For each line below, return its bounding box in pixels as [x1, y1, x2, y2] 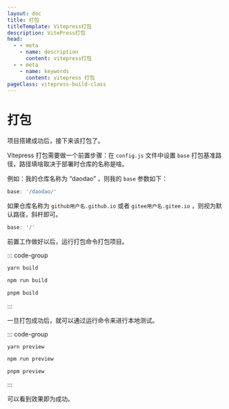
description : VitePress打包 [7, 29, 86, 37]
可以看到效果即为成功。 [7, 395, 74, 403]
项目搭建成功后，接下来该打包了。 [7, 137, 104, 145]
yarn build [7, 264, 39, 271]
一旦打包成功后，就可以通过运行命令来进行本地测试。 [7, 316, 159, 324]
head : [7, 36, 23, 43]
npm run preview [7, 356, 54, 363]
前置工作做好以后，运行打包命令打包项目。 [7, 237, 128, 246]
